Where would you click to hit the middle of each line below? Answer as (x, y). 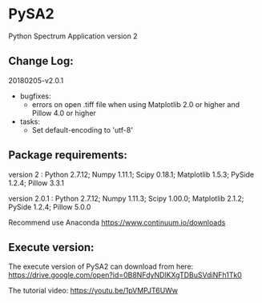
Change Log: (41, 61)
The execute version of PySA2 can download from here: (101, 267)
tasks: (30, 122)
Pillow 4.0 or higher (64, 113)
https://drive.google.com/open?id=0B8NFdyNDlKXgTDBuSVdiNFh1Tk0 (125, 275)
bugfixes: (35, 96)
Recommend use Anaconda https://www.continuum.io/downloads (117, 222)
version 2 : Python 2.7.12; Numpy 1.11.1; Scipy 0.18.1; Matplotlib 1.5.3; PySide (131, 174)
